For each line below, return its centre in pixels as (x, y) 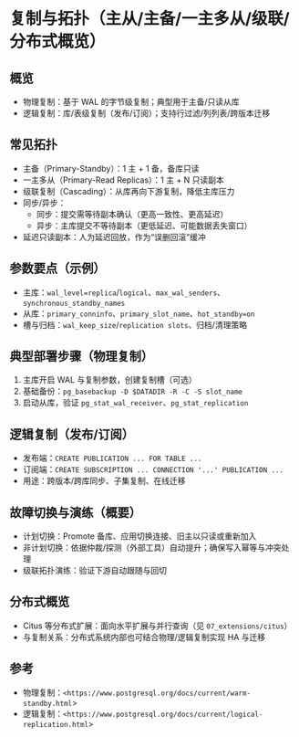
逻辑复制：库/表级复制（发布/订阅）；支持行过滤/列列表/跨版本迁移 (146, 113)
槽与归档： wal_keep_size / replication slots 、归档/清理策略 (135, 324)
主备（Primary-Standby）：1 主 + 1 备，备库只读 (111, 168)
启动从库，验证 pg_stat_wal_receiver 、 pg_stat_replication (135, 403)
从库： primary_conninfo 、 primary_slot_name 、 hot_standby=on (139, 313)
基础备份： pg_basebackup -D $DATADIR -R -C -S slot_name (133, 391)
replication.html (56, 724)
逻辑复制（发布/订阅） (72, 434)
